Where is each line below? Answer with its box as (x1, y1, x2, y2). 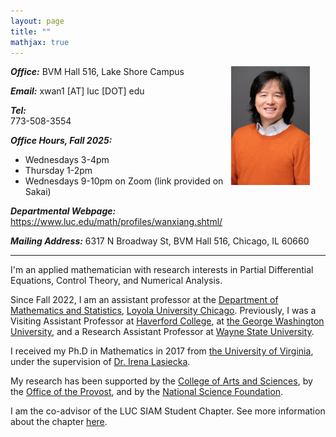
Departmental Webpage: (10, 205, 117, 217)
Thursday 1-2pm (24, 165, 93, 177)
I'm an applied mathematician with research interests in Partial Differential (10, 264, 314, 276)
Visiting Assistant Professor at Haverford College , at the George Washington (10, 315, 325, 327)
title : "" (10, 26, 52, 37)
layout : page (10, 16, 65, 26)
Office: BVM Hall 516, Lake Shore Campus (10, 66, 185, 78)
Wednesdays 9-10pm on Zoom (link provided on (24, 175, 224, 187)
